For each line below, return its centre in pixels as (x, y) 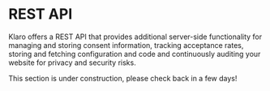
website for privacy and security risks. (72, 63)
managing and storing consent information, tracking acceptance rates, (126, 45)
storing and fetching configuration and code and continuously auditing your (135, 54)
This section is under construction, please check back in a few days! (123, 78)
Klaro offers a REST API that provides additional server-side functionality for (135, 37)
